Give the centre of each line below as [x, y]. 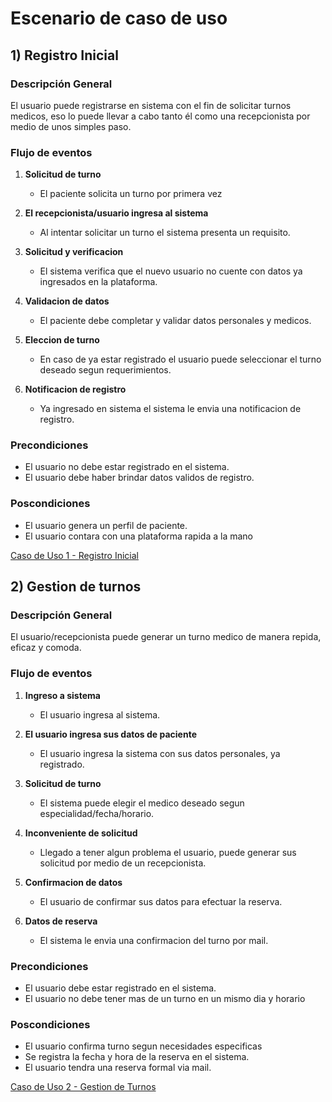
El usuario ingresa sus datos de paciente [110, 734]
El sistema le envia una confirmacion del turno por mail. [154, 940]
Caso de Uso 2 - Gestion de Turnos [83, 1087]
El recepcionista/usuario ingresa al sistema [116, 213]
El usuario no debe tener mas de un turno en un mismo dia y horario [165, 999]
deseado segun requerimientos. [105, 370]
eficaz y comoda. [46, 648]
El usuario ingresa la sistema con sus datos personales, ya [160, 753]
